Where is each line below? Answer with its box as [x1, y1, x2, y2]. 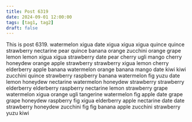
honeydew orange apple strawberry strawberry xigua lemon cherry [6, 60, 169, 67]
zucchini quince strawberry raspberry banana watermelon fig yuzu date [6, 72, 180, 79]
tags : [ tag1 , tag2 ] [6, 19, 54, 25]
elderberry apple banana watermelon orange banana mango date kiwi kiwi [6, 66, 186, 73]
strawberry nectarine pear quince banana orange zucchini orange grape [6, 48, 181, 55]
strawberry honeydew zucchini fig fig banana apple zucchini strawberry [6, 103, 181, 110]
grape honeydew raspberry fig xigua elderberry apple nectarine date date [6, 97, 185, 104]
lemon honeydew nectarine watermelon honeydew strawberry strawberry [6, 79, 185, 86]
